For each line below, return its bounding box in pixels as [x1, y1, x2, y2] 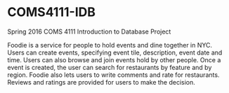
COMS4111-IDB [7, 4, 96, 20]
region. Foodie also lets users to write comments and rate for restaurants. [7, 71, 220, 79]
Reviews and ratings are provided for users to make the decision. [7, 78, 195, 86]
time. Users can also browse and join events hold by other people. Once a [7, 55, 221, 64]
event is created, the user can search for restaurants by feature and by [7, 63, 212, 71]
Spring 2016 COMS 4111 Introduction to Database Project [7, 27, 171, 36]
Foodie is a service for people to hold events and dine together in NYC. [7, 41, 213, 49]
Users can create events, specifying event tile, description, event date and [7, 48, 223, 57]
